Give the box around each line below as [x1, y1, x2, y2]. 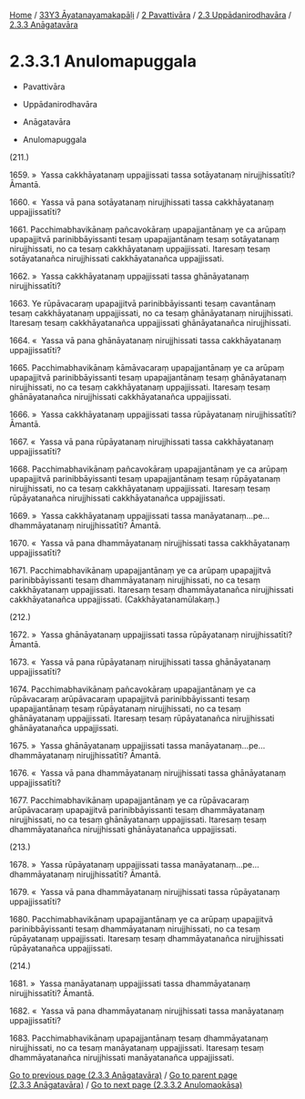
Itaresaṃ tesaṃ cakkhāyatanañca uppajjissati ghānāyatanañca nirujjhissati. [9, 317, 291, 328]
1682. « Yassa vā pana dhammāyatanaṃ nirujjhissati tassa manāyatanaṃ [9, 1005, 285, 1016]
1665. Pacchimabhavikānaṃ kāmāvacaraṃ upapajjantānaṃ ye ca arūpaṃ [9, 361, 285, 373]
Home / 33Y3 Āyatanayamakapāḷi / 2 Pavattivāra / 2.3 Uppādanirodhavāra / [9, 10, 292, 20]
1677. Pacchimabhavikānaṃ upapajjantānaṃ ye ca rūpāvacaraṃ [9, 794, 249, 806]
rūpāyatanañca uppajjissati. [9, 942, 113, 953]
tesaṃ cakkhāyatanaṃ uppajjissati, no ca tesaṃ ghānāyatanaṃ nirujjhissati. [9, 307, 294, 319]
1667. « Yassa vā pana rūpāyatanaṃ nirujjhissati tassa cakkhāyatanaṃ [9, 436, 275, 447]
